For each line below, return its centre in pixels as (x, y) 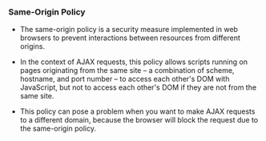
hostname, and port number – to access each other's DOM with (125, 79)
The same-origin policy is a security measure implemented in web (129, 30)
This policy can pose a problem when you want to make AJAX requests (137, 111)
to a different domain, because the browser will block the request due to (139, 120)
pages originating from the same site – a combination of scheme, (127, 70)
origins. (32, 46)
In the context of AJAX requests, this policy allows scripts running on (134, 62)
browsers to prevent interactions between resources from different (130, 38)
